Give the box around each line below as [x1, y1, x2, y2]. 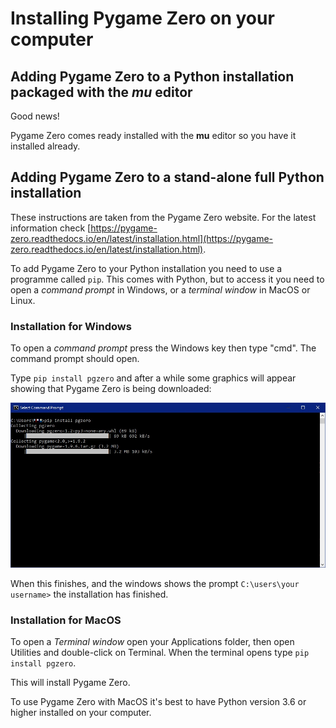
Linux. [10, 294, 36, 306]
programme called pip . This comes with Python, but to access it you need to [10, 273, 325, 285]
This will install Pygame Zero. [10, 676, 131, 688]
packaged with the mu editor [10, 83, 193, 101]
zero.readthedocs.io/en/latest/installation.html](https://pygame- [10, 232, 274, 244]
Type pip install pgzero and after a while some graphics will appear [10, 372, 297, 384]
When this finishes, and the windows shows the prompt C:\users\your [10, 577, 300, 589]
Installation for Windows [10, 319, 132, 333]
